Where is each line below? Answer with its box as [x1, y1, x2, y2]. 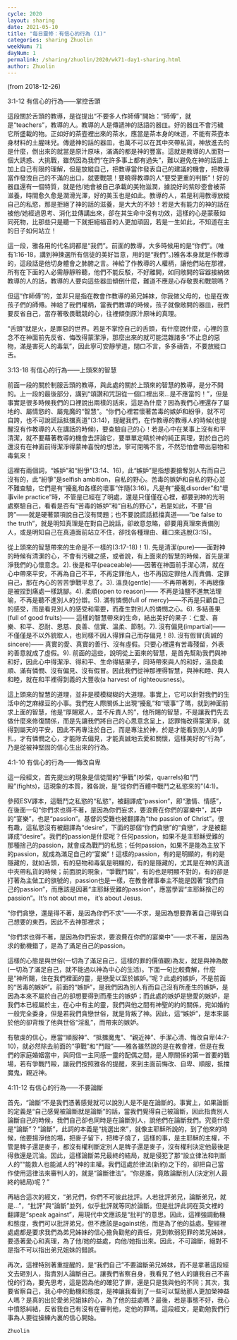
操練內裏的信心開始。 [37, 1313, 100, 1322]
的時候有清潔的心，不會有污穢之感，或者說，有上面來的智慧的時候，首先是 [7, 552, 224, 560]
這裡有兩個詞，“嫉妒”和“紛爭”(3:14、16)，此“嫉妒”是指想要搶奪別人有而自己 [7, 466, 226, 475]
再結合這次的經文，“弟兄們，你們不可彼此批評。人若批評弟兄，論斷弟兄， [7, 1193, 221, 1201]
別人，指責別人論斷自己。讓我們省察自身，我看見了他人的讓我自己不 [25, 1269, 224, 1277]
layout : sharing [7, 17, 55, 24]
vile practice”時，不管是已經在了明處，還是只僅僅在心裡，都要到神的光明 [13, 492, 225, 501]
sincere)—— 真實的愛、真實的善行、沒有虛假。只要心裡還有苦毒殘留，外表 [7, 640, 224, 648]
